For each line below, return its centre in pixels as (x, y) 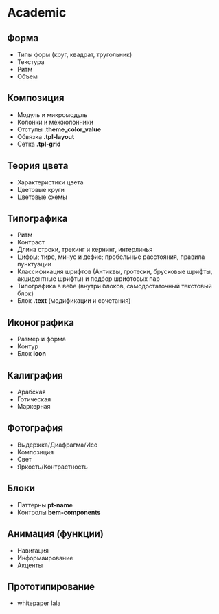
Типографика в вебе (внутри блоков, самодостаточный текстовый (115, 286)
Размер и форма (42, 339)
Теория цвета (38, 166)
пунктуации (34, 264)
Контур (28, 346)
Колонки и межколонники (55, 122)
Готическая (34, 399)
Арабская (31, 392)
